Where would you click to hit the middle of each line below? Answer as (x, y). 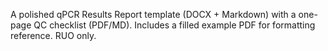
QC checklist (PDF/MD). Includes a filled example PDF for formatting (174, 25)
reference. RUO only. (53, 35)
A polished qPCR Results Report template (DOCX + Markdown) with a (153, 14)
